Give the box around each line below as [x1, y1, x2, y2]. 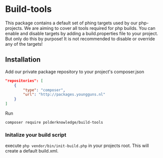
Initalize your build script [5, 131, 67, 138]
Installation [5, 56, 41, 64]
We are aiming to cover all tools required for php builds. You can [24, 25, 156, 31]
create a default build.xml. [5, 148, 59, 154]
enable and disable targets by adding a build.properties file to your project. [5, 30, 158, 36]
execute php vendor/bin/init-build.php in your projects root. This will [5, 143, 149, 149]
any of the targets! [5, 41, 43, 47]
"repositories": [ [5, 78, 43, 83]
